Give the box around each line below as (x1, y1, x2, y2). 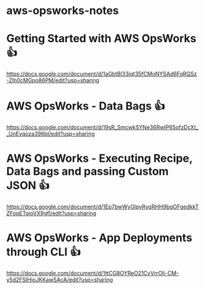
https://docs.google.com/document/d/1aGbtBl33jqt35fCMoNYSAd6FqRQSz (6, 70, 197, 78)
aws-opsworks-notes (6, 4, 119, 18)
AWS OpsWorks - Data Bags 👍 (6, 99, 165, 113)
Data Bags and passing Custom (6, 164, 169, 178)
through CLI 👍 (6, 245, 81, 259)
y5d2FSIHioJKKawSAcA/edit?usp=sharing (6, 276, 113, 283)
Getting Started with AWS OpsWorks (6, 32, 197, 46)
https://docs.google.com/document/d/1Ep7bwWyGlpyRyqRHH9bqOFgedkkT (6, 203, 199, 210)
